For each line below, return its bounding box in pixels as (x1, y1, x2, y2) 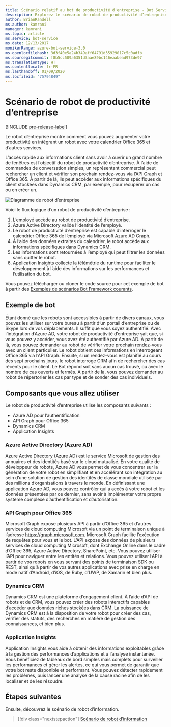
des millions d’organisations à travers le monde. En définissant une (5, 480, 145, 486)
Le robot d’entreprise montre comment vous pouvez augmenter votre (5, 133, 150, 139)
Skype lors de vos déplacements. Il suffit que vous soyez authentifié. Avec (5, 325, 161, 331)
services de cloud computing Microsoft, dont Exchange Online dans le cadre (5, 542, 166, 549)
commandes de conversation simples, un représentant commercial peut (5, 165, 156, 171)
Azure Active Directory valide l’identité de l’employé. (12, 222, 122, 228)
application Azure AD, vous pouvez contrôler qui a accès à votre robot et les (5, 486, 165, 492)
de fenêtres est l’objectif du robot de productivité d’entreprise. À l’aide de (5, 159, 159, 166)
